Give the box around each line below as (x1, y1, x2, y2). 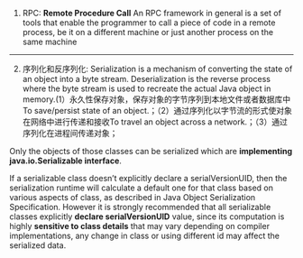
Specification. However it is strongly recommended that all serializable (9, 202, 271, 212)
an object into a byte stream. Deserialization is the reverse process (22, 74, 271, 84)
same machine (22, 36, 78, 47)
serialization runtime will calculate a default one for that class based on (9, 182, 273, 193)
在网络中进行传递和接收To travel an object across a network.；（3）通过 (22, 116, 289, 127)
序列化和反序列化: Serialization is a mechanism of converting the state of (22, 63, 293, 74)
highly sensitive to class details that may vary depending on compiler (9, 221, 271, 231)
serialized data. (9, 240, 67, 251)
